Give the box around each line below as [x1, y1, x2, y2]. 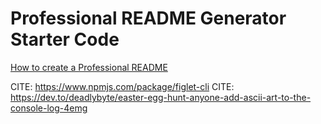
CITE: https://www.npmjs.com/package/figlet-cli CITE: [10, 80, 235, 92]
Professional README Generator [10, 7, 287, 30]
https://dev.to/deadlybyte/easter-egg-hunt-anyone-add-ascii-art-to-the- [10, 91, 312, 103]
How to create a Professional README [10, 61, 168, 73]
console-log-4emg [10, 102, 88, 114]
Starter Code [10, 28, 120, 51]
